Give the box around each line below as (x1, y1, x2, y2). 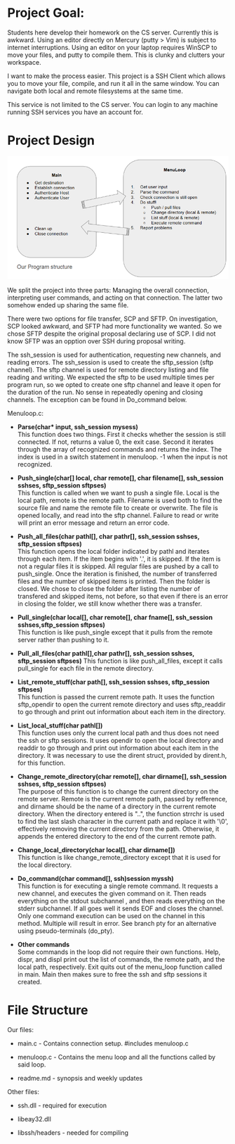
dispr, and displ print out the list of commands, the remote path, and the (17, 955, 225, 964)
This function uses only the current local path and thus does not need (17, 729, 220, 737)
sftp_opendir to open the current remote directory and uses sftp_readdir (17, 700, 226, 708)
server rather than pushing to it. (17, 635, 109, 644)
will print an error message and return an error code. (17, 519, 170, 527)
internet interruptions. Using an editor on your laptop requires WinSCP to (7, 43, 217, 51)
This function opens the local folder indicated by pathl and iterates (17, 547, 210, 556)
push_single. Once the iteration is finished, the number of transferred (17, 570, 217, 578)
